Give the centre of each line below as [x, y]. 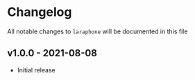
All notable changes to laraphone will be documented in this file [97, 31]
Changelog [40, 12]
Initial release [36, 70]
